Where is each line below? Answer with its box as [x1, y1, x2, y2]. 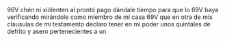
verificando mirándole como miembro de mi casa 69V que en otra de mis [7, 13, 213, 21]
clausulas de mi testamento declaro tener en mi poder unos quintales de [7, 20, 211, 28]
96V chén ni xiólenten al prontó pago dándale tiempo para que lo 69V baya [7, 6, 219, 14]
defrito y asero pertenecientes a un [7, 27, 107, 35]
